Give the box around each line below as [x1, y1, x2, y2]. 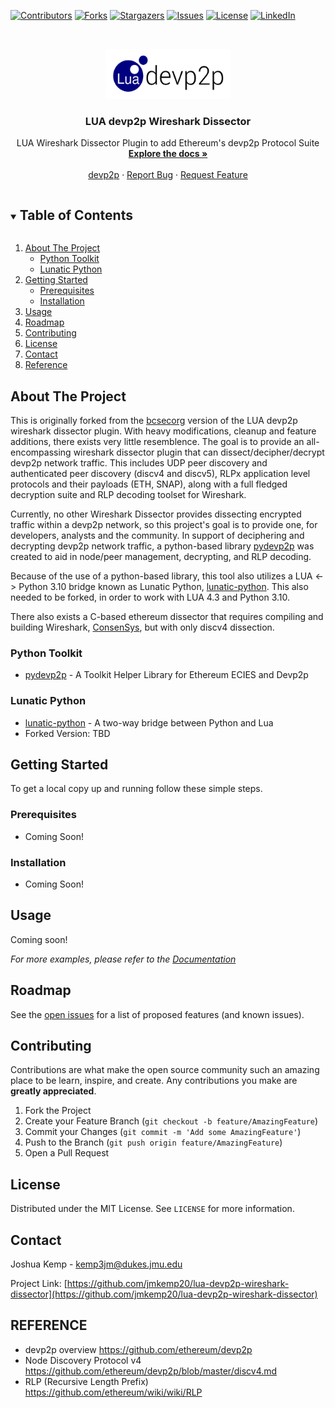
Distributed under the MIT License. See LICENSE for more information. [10, 1203, 295, 1215]
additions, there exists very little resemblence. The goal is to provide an [10, 435, 305, 447]
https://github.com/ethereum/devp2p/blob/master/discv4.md [24, 1365, 278, 1377]
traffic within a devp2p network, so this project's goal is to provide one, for [10, 518, 318, 530]
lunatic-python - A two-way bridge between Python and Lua [24, 716, 274, 729]
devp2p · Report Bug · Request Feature [88, 169, 248, 181]
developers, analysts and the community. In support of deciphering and [10, 529, 305, 541]
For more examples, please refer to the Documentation [10, 953, 237, 965]
